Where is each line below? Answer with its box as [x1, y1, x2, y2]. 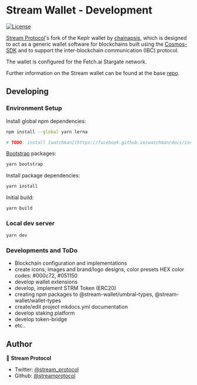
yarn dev [6, 232, 28, 238]
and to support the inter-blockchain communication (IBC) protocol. [18, 46, 179, 53]
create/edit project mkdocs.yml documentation [14, 303, 128, 310]
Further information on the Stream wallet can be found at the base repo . [6, 69, 180, 76]
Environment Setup [6, 104, 63, 112]
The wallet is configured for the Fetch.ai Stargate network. [6, 58, 147, 65]
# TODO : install [6, 139, 46, 146]
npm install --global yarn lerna [6, 129, 88, 135]
